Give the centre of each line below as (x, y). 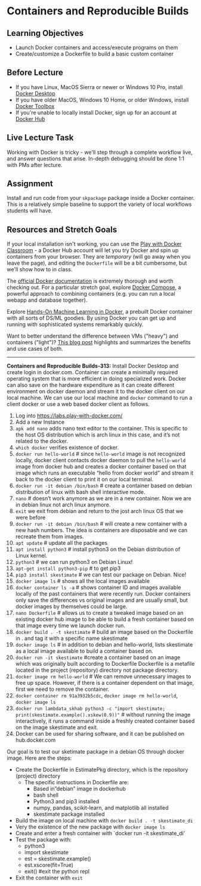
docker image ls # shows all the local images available (82, 581)
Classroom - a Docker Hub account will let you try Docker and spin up (93, 250)
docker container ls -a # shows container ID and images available (98, 587)
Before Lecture (35, 73)
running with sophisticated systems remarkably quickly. (75, 324)
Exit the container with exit (49, 878)
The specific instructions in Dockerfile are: (76, 782)
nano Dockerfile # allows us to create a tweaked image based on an (99, 613)
